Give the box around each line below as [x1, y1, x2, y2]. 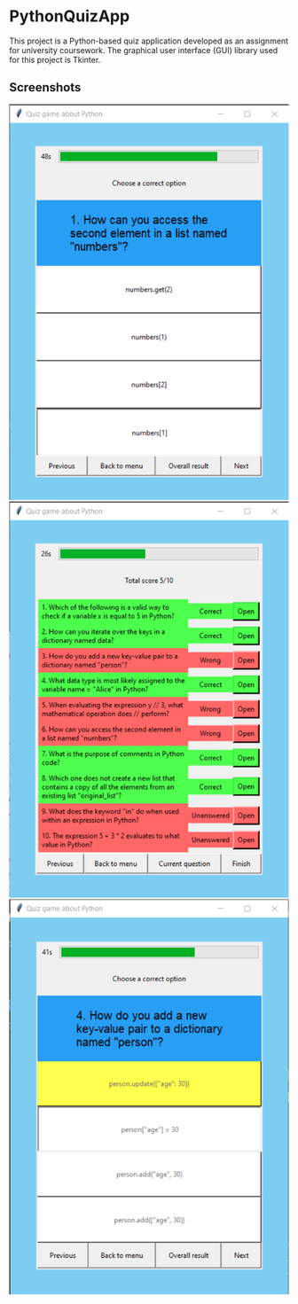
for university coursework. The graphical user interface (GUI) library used [9, 44, 278, 55]
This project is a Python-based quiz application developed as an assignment [9, 35, 289, 46]
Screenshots [9, 80, 82, 95]
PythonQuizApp [9, 6, 130, 27]
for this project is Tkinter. [9, 54, 101, 65]
